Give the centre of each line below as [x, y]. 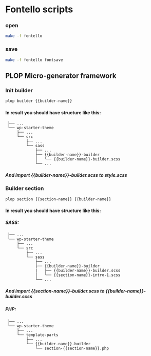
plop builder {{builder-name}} [39, 101]
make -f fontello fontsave [34, 60]
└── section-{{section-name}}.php [72, 349]
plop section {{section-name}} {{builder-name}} [58, 199]
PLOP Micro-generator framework [61, 76]
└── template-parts [37, 335]
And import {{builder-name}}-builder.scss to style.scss [66, 175]
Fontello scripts [39, 9]
